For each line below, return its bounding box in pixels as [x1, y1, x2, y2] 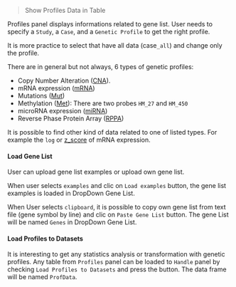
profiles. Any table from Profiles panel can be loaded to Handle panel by [7, 258, 220, 266]
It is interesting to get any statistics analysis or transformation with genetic [7, 250, 225, 259]
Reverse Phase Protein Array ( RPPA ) [17, 114, 124, 122]
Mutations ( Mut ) [17, 92, 65, 100]
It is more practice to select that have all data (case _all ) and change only [7, 41, 222, 49]
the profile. [7, 49, 40, 57]
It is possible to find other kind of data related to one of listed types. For [7, 128, 218, 136]
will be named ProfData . [7, 273, 77, 281]
